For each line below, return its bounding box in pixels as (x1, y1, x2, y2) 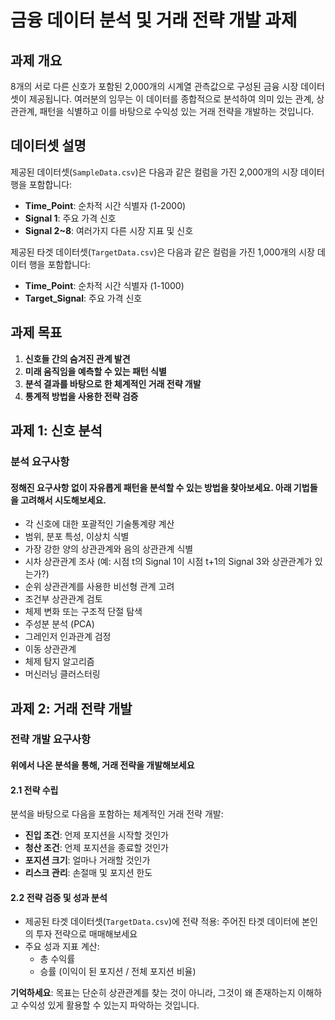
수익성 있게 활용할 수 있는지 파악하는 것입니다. (20, 999, 200, 1011)
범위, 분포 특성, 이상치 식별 (24, 531, 130, 543)
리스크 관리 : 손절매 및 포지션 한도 (24, 867, 153, 879)
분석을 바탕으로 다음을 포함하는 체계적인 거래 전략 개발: (10, 808, 224, 820)
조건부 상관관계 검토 (24, 593, 103, 605)
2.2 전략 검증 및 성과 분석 (10, 891, 108, 903)
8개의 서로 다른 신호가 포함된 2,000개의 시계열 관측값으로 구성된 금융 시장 (10, 81, 299, 92)
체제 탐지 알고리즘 (24, 656, 95, 668)
